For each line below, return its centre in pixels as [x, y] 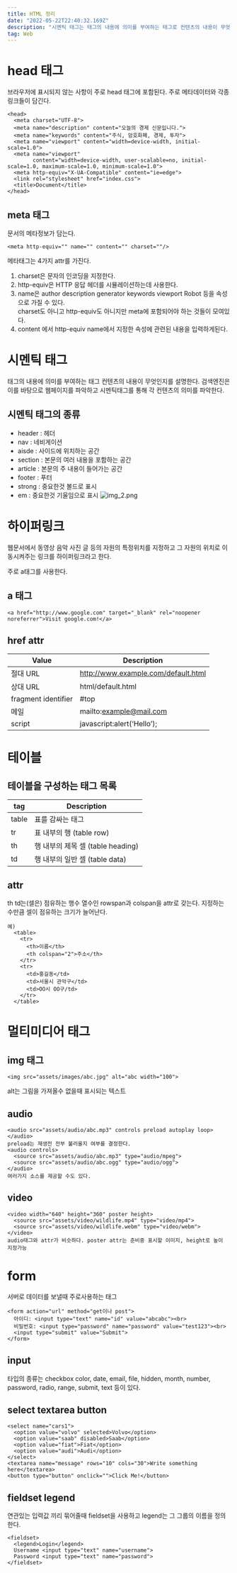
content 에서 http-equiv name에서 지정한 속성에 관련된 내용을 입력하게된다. [123, 329]
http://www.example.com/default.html [143, 673]
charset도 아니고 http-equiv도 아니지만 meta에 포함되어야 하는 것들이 [114, 311]
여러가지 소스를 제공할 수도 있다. [49, 1176]
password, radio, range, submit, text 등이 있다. [74, 1387]
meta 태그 [29, 215]
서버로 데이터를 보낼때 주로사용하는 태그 [62, 1296]
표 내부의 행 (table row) [72, 833]
